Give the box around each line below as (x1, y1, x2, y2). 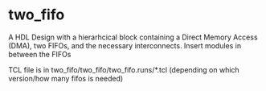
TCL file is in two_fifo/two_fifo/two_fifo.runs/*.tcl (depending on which (8, 64, 239, 74)
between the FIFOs (8, 49, 72, 59)
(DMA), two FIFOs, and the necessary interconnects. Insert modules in (8, 40, 242, 50)
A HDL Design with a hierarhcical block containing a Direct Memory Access (8, 32, 259, 42)
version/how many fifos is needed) (8, 73, 124, 83)
